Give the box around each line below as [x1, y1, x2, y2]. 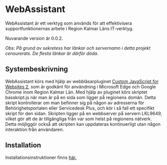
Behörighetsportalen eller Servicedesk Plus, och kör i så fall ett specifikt [5, 105, 154, 111]
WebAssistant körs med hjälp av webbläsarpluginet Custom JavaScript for [5, 78, 159, 84]
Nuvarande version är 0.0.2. [5, 35, 63, 41]
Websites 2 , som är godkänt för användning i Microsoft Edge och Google [5, 84, 156, 90]
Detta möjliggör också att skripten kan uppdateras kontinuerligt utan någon [5, 121, 161, 127]
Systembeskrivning [5, 65, 68, 73]
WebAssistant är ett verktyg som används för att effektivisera [5, 20, 132, 26]
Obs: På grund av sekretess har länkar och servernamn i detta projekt [5, 45, 151, 51]
